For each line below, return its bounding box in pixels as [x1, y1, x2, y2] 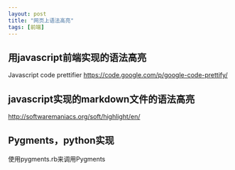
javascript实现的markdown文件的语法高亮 [8, 93, 195, 105]
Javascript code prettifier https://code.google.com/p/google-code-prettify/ [8, 71, 228, 79]
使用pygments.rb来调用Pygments [8, 154, 106, 163]
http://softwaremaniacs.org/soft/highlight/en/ [8, 113, 141, 120]
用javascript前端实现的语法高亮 [8, 51, 147, 64]
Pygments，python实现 [8, 135, 114, 147]
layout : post [8, 10, 47, 18]
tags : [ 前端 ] [8, 23, 45, 30]
